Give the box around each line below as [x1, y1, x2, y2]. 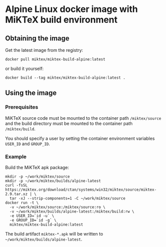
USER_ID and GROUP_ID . [5, 141, 51, 147]
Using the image [5, 89, 57, 97]
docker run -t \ [5, 200, 39, 205]
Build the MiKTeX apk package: [5, 164, 70, 170]
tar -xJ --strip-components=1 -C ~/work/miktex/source [9, 196, 126, 201]
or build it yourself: [5, 66, 44, 71]
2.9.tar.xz [5, 191, 28, 197]
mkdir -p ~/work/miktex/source [5, 174, 70, 179]
